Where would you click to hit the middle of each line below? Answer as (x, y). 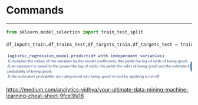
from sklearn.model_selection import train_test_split (75, 32)
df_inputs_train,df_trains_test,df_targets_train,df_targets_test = (92, 45)
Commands (35, 10)
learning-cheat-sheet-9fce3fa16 (45, 96)
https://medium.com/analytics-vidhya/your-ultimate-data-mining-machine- (98, 90)
